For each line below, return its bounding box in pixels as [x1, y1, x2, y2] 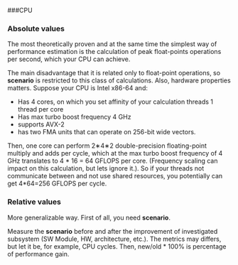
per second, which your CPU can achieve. [7, 55, 131, 63]
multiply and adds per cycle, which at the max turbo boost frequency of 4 [7, 149, 223, 158]
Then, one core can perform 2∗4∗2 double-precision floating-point [7, 141, 207, 150]
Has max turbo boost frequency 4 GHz [17, 113, 131, 121]
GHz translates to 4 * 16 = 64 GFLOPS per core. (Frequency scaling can [7, 156, 218, 166]
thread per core [17, 105, 64, 114]
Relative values [7, 197, 62, 207]
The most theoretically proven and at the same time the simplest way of [7, 40, 217, 48]
